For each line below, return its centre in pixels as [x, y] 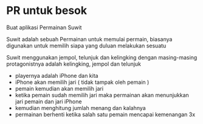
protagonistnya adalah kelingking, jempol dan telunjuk [74, 64]
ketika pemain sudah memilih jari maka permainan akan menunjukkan [102, 95]
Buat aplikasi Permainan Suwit [44, 27]
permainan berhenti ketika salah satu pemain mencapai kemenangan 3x [105, 114]
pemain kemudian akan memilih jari [59, 88]
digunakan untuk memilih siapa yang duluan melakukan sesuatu [86, 46]
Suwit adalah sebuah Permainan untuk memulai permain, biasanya [89, 39]
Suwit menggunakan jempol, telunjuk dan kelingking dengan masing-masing [102, 57]
